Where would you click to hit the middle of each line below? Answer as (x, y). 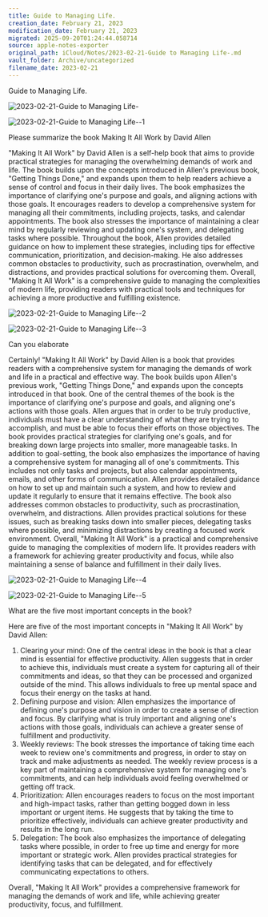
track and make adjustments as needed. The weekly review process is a (138, 761)
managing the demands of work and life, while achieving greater (114, 895)
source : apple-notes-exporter (59, 46)
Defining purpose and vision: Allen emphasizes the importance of (128, 701)
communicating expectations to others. (84, 871)
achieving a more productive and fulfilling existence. (94, 297)
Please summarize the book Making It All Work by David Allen (110, 137)
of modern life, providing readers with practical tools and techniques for (127, 289)
